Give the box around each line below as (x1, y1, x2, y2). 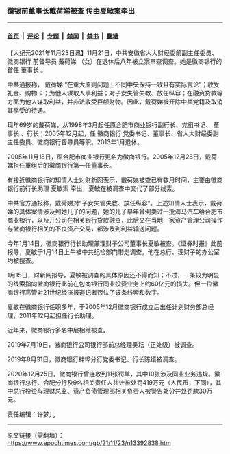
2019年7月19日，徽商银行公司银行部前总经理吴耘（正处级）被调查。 (7, 340, 199, 348)
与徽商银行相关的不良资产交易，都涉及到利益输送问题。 (7, 225, 163, 233)
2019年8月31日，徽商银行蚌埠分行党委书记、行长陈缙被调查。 (7, 355, 181, 363)
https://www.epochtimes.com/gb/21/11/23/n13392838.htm (7, 438, 171, 447)
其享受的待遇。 (7, 106, 49, 114)
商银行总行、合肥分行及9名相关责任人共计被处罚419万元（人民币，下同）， (7, 378, 216, 386)
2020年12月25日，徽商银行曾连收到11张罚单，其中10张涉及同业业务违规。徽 (7, 370, 220, 378)
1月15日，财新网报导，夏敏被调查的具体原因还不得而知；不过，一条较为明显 (7, 271, 220, 279)
